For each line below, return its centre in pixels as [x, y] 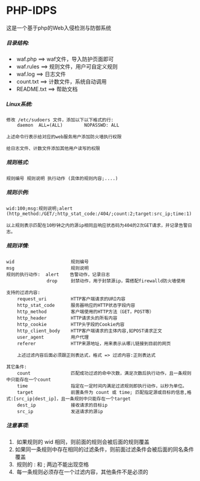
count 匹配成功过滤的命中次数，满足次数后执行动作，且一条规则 [104, 373]
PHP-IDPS [32, 11]
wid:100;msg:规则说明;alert [40, 208]
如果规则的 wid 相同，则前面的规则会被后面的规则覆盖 [83, 441]
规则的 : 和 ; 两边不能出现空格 [53, 464]
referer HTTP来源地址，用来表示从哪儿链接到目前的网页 [94, 343]
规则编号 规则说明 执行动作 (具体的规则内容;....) [62, 178]
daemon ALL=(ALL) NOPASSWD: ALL [68, 125]
